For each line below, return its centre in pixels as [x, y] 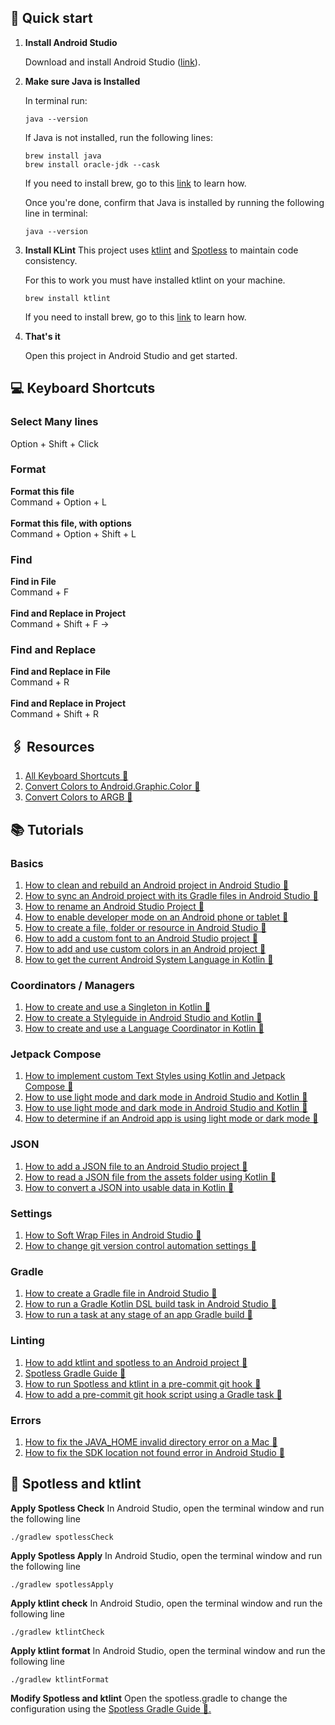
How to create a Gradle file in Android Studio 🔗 [121, 1293]
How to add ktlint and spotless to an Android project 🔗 [136, 1362]
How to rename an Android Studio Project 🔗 [114, 906]
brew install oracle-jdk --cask [92, 164]
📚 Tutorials [47, 829]
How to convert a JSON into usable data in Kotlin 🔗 [129, 1187]
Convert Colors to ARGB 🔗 [78, 797]
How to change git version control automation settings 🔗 [140, 1246]
